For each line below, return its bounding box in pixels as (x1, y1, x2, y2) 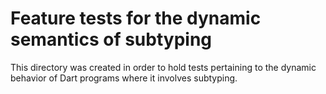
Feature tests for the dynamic (10, 7, 262, 30)
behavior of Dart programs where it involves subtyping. (10, 72, 238, 84)
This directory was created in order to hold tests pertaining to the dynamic (10, 61, 317, 73)
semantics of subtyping (10, 28, 213, 51)
